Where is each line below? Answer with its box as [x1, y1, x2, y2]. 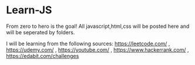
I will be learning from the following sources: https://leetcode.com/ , [6, 40, 170, 47]
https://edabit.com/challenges [6, 52, 79, 59]
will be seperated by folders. [6, 28, 75, 35]
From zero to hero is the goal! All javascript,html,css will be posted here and [6, 23, 190, 30]
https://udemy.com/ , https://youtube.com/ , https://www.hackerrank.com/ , [6, 46, 189, 53]
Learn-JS [6, 3, 52, 17]
